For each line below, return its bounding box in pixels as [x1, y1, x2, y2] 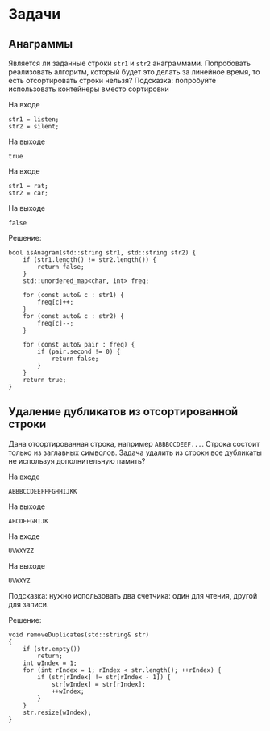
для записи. [8, 599, 49, 609]
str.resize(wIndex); [23, 708, 92, 716]
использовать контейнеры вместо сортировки [8, 84, 169, 94]
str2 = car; [8, 189, 48, 197]
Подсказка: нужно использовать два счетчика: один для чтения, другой [8, 590, 258, 600]
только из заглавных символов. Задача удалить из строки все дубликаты [8, 447, 262, 457]
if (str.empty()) [23, 645, 81, 653]
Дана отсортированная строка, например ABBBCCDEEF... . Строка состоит [8, 439, 260, 448]
